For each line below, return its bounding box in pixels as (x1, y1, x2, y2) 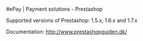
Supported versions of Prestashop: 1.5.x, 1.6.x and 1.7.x (6, 17, 138, 23)
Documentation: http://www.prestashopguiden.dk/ (6, 28, 127, 35)
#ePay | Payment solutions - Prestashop (6, 6, 103, 12)
